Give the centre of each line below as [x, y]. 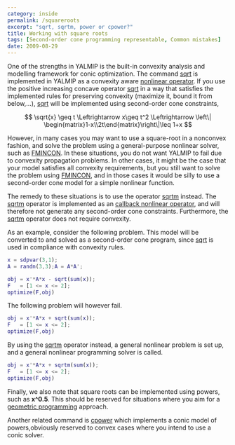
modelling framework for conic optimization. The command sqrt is [103, 74]
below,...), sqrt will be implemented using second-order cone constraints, [113, 103]
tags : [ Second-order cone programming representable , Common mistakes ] [114, 40]
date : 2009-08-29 [33, 46]
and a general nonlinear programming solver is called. [85, 352]
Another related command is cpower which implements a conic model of [112, 420]
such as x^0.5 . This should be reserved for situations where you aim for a [114, 399]
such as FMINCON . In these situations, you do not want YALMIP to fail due [115, 153]
